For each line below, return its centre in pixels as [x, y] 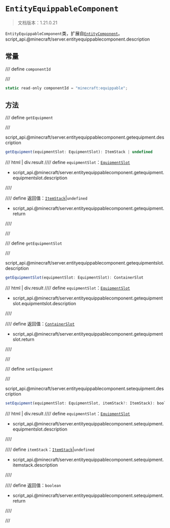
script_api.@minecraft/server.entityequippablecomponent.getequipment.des [85, 137]
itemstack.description [35, 465]
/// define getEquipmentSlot [34, 243]
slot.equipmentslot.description [44, 304]
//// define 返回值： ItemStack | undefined [46, 198]
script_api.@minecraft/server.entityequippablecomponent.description [78, 39]
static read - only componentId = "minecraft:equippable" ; [67, 88]
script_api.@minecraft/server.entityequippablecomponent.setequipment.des [85, 389]
